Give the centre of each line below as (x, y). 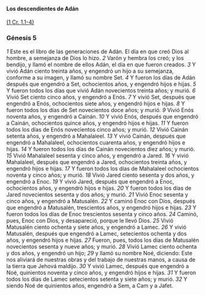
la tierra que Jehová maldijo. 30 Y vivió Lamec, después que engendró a (98, 266)
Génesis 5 (21, 38)
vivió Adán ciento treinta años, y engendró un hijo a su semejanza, (90, 71)
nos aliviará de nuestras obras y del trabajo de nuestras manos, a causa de (101, 260)
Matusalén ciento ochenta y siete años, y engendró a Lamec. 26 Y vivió (96, 227)
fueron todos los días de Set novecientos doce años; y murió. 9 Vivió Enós (100, 110)
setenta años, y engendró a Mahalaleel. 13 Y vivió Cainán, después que (96, 136)
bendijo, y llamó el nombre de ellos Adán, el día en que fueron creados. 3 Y (101, 64)
